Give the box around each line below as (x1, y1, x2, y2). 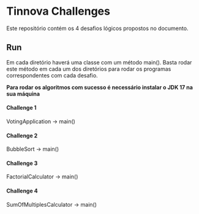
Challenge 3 (6, 159, 38, 167)
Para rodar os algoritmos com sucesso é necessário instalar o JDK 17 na (6, 83, 193, 91)
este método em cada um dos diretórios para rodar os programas (6, 65, 171, 72)
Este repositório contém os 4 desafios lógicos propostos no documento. (6, 25, 189, 32)
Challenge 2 (6, 132, 38, 139)
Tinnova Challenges (6, 4, 110, 18)
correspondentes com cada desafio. (6, 72, 98, 79)
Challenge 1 (6, 104, 37, 112)
